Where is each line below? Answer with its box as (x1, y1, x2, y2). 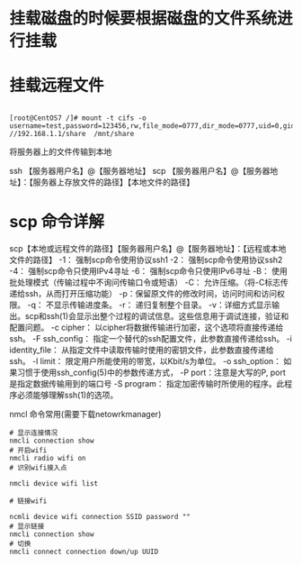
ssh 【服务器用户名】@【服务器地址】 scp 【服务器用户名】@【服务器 (9, 166, 271, 177)
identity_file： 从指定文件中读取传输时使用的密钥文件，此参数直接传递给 (9, 344, 274, 356)
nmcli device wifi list (9, 479, 99, 488)
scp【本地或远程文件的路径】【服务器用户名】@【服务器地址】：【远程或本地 (9, 243, 287, 254)
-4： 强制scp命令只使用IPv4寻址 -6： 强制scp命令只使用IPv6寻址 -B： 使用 (9, 266, 288, 277)
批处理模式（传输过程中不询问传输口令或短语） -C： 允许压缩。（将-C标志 (9, 277, 281, 288)
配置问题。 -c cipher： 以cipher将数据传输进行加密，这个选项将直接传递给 (9, 322, 284, 333)
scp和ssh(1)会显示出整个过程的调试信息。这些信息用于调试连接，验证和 (24, 311, 289, 322)
